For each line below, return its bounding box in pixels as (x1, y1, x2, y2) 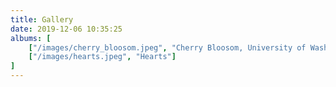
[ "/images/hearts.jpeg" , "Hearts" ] (28, 52, 177, 62)
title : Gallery (10, 14, 74, 25)
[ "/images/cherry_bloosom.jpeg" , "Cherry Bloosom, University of (28, 42, 307, 53)
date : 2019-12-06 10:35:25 (10, 24, 123, 34)
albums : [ (10, 33, 52, 43)
